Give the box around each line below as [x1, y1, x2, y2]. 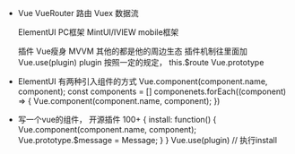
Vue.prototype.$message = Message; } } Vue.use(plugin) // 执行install [17, 135, 278, 145]
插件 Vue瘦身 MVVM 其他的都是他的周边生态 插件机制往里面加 [17, 46, 248, 56]
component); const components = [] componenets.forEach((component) [17, 86, 287, 97]
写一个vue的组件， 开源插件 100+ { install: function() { [17, 115, 217, 124]
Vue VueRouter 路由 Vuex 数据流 [17, 8, 139, 18]
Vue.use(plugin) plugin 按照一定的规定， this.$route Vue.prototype [17, 57, 265, 67]
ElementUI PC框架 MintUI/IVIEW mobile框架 [17, 27, 179, 38]
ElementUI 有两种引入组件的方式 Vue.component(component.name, [17, 76, 268, 87]
